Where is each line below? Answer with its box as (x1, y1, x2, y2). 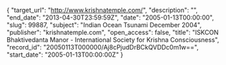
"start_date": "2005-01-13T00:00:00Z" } (6, 50, 124, 59)
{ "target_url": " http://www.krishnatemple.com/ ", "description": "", (6, 6, 198, 14)
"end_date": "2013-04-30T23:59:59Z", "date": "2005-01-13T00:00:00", (6, 13, 215, 22)
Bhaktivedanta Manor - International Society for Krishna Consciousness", (6, 36, 220, 44)
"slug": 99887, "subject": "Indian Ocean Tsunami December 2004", (6, 21, 202, 29)
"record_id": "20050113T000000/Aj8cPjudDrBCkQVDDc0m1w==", (6, 43, 199, 51)
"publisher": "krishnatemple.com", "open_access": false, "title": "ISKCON (6, 28, 219, 36)
